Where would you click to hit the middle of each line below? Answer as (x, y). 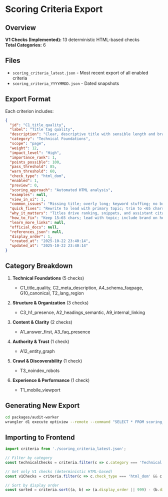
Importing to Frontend (40, 437)
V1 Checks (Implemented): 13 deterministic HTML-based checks (72, 39)
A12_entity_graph (37, 351)
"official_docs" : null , (34, 227)
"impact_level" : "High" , (35, 153)
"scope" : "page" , (28, 143)
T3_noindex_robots (40, 370)
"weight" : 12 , (24, 148)
